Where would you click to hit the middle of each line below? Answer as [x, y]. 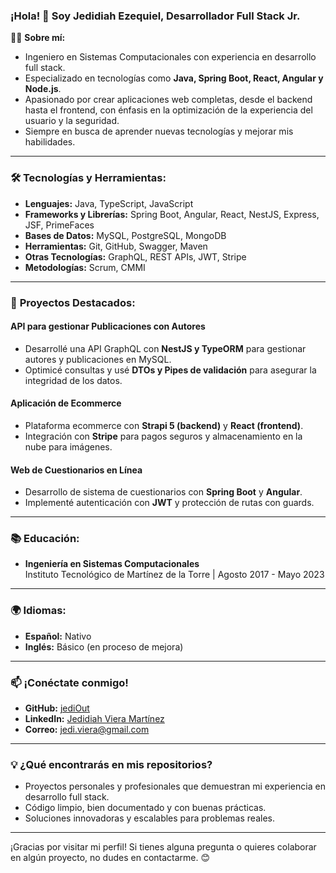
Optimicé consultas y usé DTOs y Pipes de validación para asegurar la [170, 370]
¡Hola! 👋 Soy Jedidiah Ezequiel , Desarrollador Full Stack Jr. [155, 16]
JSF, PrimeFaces [59, 225]
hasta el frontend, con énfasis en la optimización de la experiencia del [168, 110]
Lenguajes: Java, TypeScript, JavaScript [109, 203]
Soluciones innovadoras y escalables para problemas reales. [149, 818]
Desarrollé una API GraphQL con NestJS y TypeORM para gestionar [165, 348]
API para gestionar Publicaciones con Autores [108, 326]
